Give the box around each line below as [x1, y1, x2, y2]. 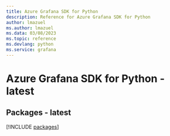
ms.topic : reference [6, 36, 57, 42]
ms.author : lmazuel [6, 25, 54, 31]
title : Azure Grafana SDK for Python [6, 8, 98, 15]
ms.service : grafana [6, 47, 57, 53]
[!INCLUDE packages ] [6, 123, 59, 130]
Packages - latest [6, 108, 72, 118]
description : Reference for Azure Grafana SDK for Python [6, 14, 151, 20]
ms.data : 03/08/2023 [6, 30, 57, 36]
